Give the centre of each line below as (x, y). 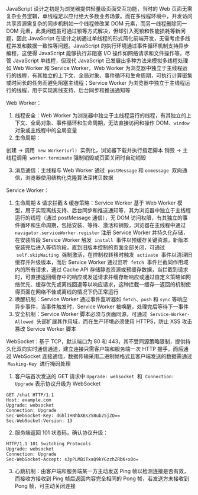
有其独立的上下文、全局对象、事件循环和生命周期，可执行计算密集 (112, 75)
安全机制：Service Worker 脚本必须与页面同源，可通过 (81, 314)
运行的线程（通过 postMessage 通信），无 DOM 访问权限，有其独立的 (99, 218)
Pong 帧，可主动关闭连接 (45, 486)
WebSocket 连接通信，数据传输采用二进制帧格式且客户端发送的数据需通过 (103, 356)
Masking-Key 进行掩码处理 (39, 364)
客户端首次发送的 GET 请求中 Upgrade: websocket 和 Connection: (94, 376)
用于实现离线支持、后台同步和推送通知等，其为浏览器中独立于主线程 (108, 210)
